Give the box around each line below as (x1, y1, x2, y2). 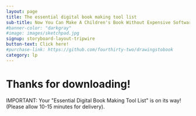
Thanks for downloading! (6, 77, 131, 91)
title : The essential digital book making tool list (6, 14, 137, 20)
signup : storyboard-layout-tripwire (6, 36, 95, 42)
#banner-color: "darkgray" (6, 25, 72, 31)
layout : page (6, 8, 38, 15)
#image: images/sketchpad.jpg (6, 30, 80, 36)
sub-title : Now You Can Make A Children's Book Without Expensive (6, 19, 171, 25)
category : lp (6, 52, 38, 58)
